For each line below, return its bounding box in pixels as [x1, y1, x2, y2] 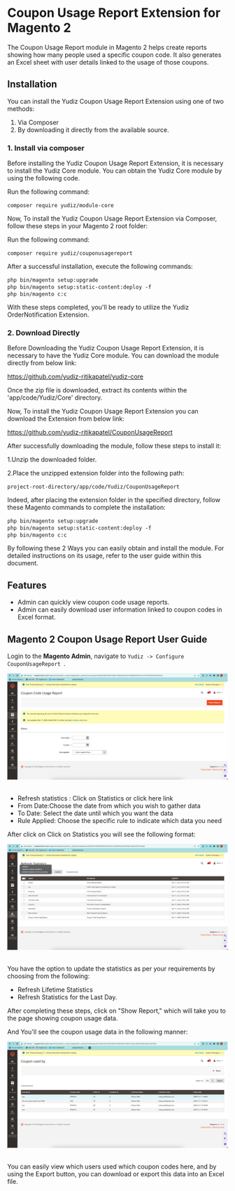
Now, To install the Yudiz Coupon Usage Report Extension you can [7, 407, 199, 416]
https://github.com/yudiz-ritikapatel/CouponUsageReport [7, 428, 173, 437]
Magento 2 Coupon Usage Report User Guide [7, 633, 208, 645]
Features [7, 579, 47, 591]
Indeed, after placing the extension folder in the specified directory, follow [7, 496, 220, 504]
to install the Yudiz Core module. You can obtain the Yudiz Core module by [7, 166, 222, 175]
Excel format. [17, 613, 56, 621]
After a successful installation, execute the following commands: [7, 262, 194, 271]
